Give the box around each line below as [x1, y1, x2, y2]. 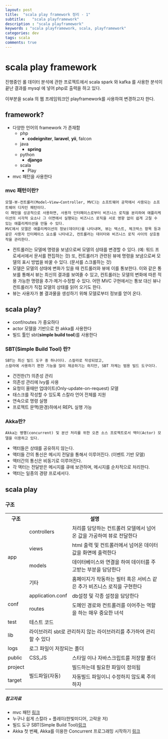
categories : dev [5, 31, 39, 36]
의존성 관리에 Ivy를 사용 [12, 379, 59, 385]
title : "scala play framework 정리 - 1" [5, 12, 91, 17]
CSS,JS [29, 654, 47, 661]
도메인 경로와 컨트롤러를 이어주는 [71, 602, 145, 609]
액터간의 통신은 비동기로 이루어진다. [12, 458, 82, 464]
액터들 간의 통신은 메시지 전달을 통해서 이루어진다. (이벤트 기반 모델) [12, 452, 145, 458]
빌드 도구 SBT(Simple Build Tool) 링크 [12, 721, 86, 727]
